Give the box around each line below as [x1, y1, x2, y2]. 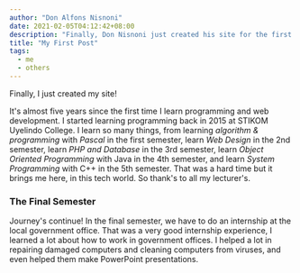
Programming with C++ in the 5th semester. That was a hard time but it [9, 163, 273, 174]
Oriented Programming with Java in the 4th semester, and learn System [9, 153, 275, 164]
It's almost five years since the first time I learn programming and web [9, 105, 269, 116]
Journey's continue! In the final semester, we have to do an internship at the [9, 215, 291, 226]
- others [17, 64, 50, 73]
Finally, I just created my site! [9, 87, 117, 99]
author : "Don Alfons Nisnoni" [9, 13, 123, 23]
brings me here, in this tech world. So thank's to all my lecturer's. [9, 172, 250, 183]
